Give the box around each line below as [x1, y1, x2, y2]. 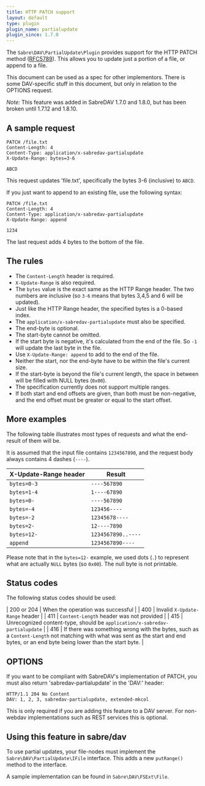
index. [15, 311, 31, 319]
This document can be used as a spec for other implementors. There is [6, 74, 185, 81]
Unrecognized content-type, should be [6, 619, 105, 626]
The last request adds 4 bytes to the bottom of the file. [6, 238, 144, 246]
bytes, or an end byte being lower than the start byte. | [6, 639, 144, 646]
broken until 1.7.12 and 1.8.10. [6, 105, 78, 112]
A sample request [6, 123, 75, 133]
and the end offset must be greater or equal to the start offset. [15, 396, 173, 403]
